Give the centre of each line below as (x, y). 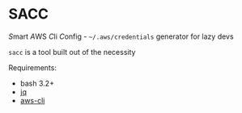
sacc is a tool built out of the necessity (72, 52)
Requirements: (32, 67)
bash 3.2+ (37, 83)
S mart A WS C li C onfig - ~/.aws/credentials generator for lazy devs (121, 36)
